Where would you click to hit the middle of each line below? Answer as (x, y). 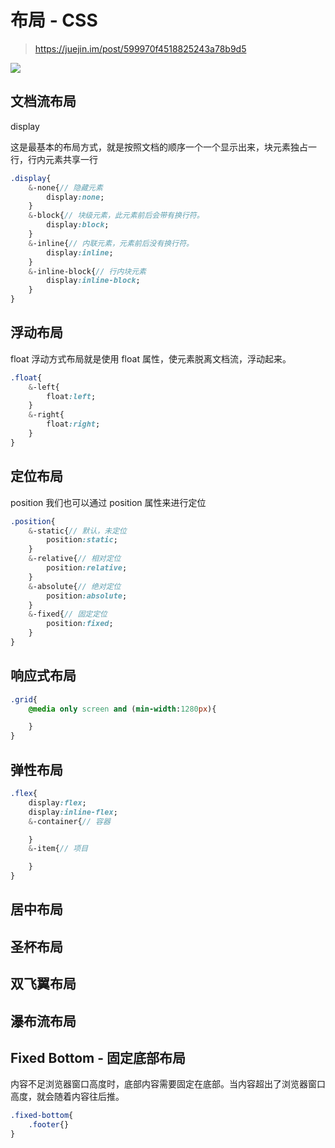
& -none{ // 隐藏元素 (65, 187)
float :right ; (73, 424)
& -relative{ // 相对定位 (75, 559)
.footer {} (49, 1125)
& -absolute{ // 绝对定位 (75, 586)
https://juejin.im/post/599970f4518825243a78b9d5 (140, 48)
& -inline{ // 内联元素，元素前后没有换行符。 (111, 243)
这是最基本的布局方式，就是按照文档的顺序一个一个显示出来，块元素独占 (159, 147)
